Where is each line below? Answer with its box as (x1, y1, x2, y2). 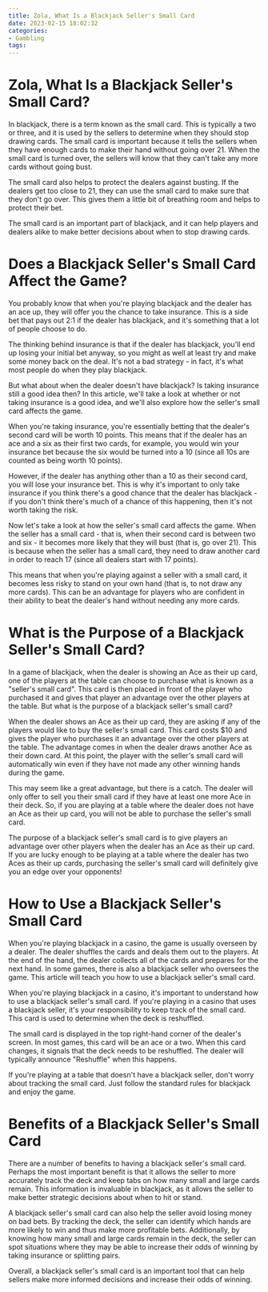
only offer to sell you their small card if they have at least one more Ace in (8, 792, 251, 801)
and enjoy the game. (8, 1086, 76, 1097)
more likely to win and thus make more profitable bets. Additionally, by (8, 1225, 240, 1234)
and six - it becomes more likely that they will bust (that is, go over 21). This (8, 538, 258, 547)
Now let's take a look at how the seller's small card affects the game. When (8, 521, 257, 530)
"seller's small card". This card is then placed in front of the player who (8, 684, 242, 693)
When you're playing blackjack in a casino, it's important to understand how (8, 988, 258, 997)
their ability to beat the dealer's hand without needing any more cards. (8, 596, 240, 605)
